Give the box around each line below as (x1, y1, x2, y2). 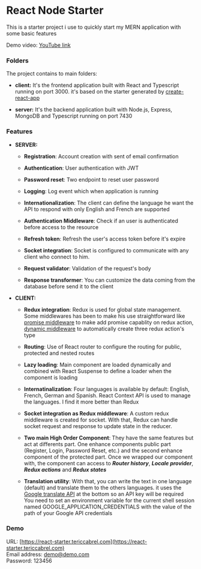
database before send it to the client (23, 282, 114, 290)
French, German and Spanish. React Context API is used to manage (23, 392, 191, 399)
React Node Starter (6, 4, 104, 17)
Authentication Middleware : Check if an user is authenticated (23, 217, 178, 224)
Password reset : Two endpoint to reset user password (23, 176, 159, 183)
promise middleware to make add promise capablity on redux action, (23, 318, 194, 326)
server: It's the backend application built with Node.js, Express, (14, 106, 173, 113)
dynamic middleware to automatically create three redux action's (23, 325, 185, 332)
